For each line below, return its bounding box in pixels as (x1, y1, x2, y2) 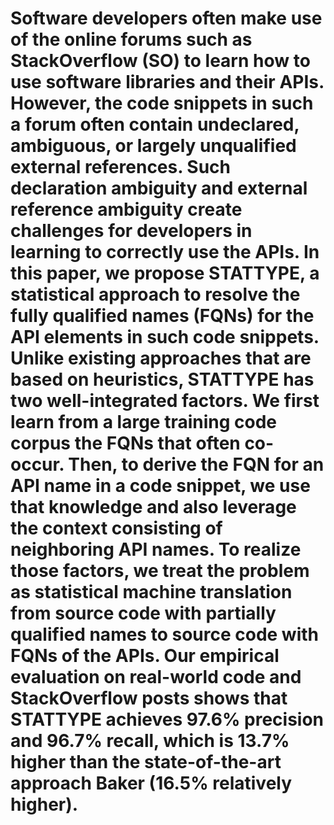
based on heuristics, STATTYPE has (10, 368, 315, 391)
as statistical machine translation (10, 581, 293, 604)
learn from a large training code (10, 411, 278, 434)
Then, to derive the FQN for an (68, 453, 325, 476)
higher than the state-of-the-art (10, 751, 282, 774)
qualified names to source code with (10, 623, 319, 646)
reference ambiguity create (10, 198, 243, 221)
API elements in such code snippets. (10, 326, 320, 349)
